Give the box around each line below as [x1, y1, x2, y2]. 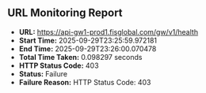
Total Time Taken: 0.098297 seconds [18, 52, 143, 61]
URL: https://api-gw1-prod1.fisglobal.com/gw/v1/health [18, 27, 199, 36]
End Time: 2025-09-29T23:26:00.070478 [18, 43, 157, 54]
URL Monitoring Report [7, 6, 124, 20]
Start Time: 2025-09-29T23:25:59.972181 [18, 35, 158, 45]
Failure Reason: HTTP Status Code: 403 [18, 77, 151, 87]
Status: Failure [18, 69, 68, 78]
